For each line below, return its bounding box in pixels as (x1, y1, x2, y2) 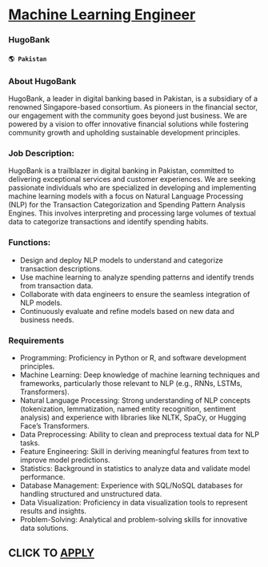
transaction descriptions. (19, 263, 102, 273)
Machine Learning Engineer (8, 6, 196, 24)
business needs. (19, 315, 74, 324)
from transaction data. (19, 280, 94, 290)
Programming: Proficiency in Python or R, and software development (19, 352, 246, 362)
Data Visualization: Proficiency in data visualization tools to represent (19, 497, 248, 507)
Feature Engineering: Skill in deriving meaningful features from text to (19, 446, 250, 456)
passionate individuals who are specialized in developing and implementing (8, 183, 257, 193)
